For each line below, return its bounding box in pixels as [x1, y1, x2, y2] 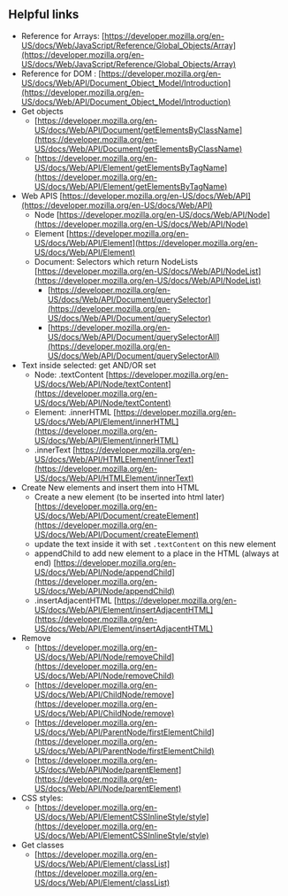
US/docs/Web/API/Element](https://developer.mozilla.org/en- [34, 237, 258, 248]
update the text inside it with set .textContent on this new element [34, 538, 277, 549]
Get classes [20, 839, 64, 850]
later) [205, 491, 225, 502]
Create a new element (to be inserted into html [34, 491, 204, 502]
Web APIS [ [20, 190, 63, 201]
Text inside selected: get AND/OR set [20, 359, 156, 370]
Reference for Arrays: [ [20, 30, 105, 41]
